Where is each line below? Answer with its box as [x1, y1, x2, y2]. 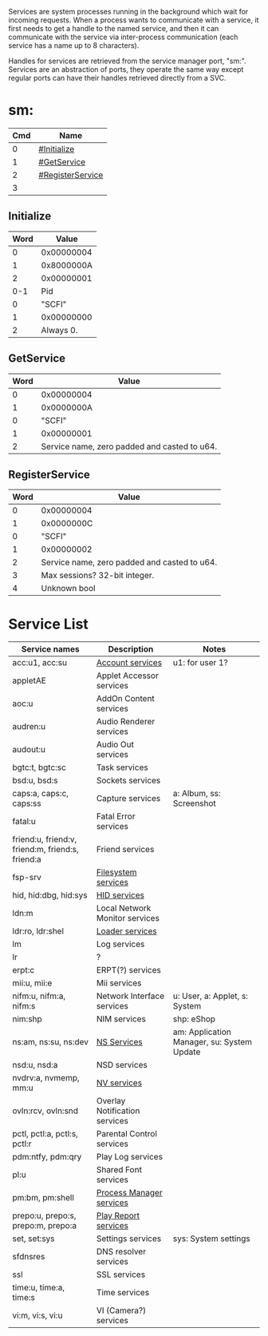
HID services [96, 890, 145, 901]
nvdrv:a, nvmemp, [12, 1072, 80, 1084]
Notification [96, 1105, 140, 1116]
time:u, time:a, [12, 1282, 65, 1293]
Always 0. [41, 324, 78, 335]
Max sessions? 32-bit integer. [41, 570, 155, 581]
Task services [96, 762, 149, 773]
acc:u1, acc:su [12, 657, 68, 668]
